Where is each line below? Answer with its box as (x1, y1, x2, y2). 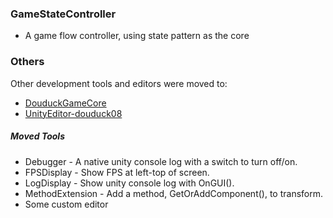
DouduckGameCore (24, 97, 107, 109)
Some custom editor (24, 198, 109, 210)
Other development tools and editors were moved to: (10, 77, 228, 89)
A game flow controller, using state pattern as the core (24, 30, 250, 42)
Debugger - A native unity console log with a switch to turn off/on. (24, 155, 298, 167)
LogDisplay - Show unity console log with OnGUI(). (24, 177, 235, 189)
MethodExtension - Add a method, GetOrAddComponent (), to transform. (24, 187, 324, 199)
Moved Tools (10, 130, 65, 142)
